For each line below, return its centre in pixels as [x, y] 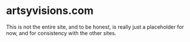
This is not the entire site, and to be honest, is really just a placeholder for [95, 27]
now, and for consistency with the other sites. [61, 33]
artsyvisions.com [50, 11]
